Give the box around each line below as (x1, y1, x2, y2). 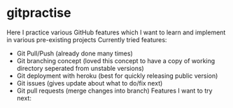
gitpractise (6, 5, 71, 21)
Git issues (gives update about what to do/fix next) (16, 79, 163, 87)
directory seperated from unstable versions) (16, 64, 144, 72)
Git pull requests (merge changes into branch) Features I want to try (16, 86, 213, 95)
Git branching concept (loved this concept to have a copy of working (16, 56, 216, 65)
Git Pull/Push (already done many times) (16, 49, 134, 58)
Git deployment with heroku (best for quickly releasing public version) (16, 72, 218, 80)
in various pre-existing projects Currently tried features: (6, 35, 167, 43)
